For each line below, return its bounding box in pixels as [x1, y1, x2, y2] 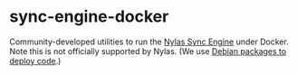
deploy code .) [9, 55, 62, 66]
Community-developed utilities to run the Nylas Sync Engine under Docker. [9, 36, 290, 47]
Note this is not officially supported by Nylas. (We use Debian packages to [9, 45, 287, 56]
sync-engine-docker [9, 6, 169, 27]
